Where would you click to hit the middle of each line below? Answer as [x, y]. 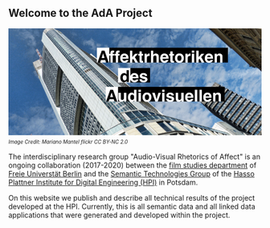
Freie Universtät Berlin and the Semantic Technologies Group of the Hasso [131, 173]
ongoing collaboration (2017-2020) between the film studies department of [133, 165]
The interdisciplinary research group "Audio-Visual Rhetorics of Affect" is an [135, 156]
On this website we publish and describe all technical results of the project [132, 197]
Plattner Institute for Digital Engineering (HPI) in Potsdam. [103, 182]
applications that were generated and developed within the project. [119, 215]
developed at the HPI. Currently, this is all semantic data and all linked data [132, 206]
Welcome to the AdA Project [80, 13]
